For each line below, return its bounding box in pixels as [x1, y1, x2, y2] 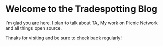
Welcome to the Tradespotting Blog [5, 3, 158, 15]
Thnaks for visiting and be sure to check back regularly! [5, 35, 122, 41]
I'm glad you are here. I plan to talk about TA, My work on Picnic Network [5, 20, 158, 26]
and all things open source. [5, 25, 62, 31]
